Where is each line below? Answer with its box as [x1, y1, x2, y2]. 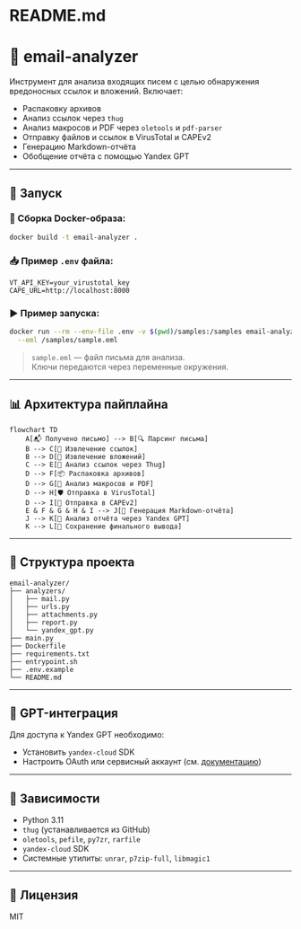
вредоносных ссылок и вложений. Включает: [9, 86, 184, 97]
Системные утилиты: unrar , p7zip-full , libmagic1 [21, 853, 211, 863]
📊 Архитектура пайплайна [9, 397, 168, 412]
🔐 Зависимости [9, 791, 100, 806]
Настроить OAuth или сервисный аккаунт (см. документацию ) [21, 756, 262, 767]
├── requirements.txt [9, 649, 90, 659]
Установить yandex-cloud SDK [21, 747, 135, 757]
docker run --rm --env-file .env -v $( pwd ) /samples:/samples [9, 327, 243, 337]
